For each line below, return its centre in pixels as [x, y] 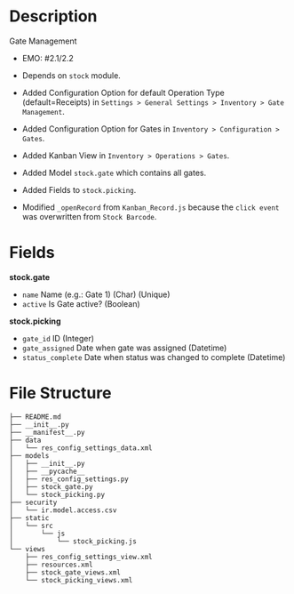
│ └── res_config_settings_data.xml [81, 448]
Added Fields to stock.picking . [79, 189]
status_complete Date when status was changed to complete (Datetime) [154, 357]
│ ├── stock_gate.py [51, 486]
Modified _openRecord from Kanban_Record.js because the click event [151, 207]
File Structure [60, 393]
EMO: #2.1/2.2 [48, 58]
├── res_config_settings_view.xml [89, 557]
